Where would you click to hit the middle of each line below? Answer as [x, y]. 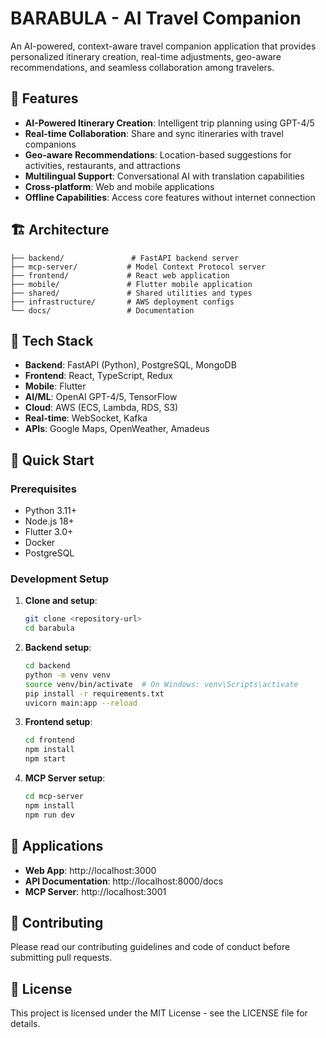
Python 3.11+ [51, 511]
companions [50, 144]
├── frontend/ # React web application [120, 275]
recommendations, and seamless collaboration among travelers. [142, 67]
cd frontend [49, 740]
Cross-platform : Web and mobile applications [119, 186]
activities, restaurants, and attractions [102, 165]
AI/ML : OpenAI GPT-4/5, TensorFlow [101, 397]
